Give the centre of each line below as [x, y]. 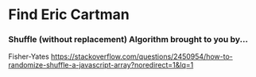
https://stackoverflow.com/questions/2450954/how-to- [142, 56]
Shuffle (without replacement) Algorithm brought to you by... [128, 40]
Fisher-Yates [29, 56]
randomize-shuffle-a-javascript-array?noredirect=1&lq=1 [101, 65]
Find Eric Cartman [69, 15]
